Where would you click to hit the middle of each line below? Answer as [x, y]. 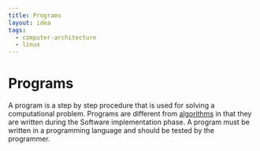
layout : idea [30, 23]
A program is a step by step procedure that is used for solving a [111, 105]
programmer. [29, 139]
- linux [28, 45]
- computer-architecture [56, 37]
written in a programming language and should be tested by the [111, 131]
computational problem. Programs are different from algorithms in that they [130, 114]
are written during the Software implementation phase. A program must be [129, 122]
